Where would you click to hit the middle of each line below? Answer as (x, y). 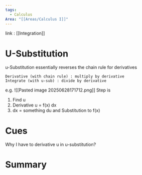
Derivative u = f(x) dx (34, 105)
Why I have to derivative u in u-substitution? (51, 144)
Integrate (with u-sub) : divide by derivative (56, 81)
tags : (11, 10)
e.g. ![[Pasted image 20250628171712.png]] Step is (58, 90)
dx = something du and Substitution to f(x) (56, 110)
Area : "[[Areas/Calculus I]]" (37, 19)
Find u (19, 100)
